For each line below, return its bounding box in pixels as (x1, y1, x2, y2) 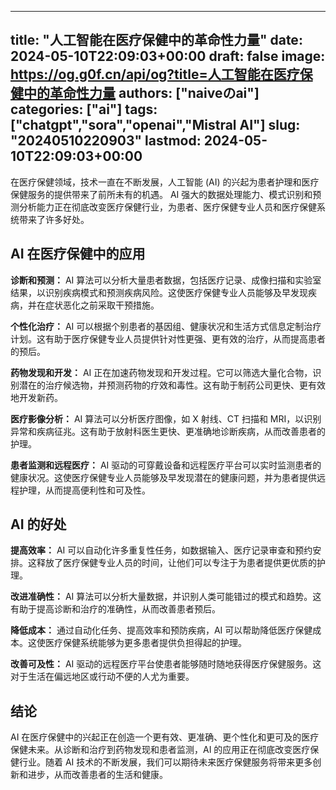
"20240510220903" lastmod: (10, 132, 202, 150)
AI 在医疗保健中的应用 (10, 246, 146, 263)
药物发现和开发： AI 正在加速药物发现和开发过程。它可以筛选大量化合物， (10, 366, 313, 378)
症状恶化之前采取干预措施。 (44, 299, 160, 311)
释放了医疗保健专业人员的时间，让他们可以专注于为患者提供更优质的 (36, 557, 317, 569)
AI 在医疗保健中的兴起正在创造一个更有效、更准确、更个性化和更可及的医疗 (10, 731, 320, 743)
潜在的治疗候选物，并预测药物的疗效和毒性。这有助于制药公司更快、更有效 (18, 379, 326, 391)
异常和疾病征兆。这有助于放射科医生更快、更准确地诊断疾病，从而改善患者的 (10, 425, 326, 437)
